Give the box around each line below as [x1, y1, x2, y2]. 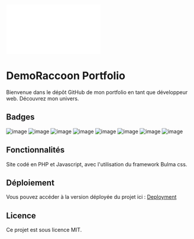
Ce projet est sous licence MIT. [6, 227, 82, 234]
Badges [6, 112, 35, 122]
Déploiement [6, 177, 55, 188]
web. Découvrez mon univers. [6, 95, 79, 102]
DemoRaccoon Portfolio [6, 69, 125, 83]
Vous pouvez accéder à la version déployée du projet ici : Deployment [6, 193, 177, 201]
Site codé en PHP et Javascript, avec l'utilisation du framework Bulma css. [6, 160, 187, 167]
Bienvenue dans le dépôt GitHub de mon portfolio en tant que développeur [6, 88, 188, 96]
